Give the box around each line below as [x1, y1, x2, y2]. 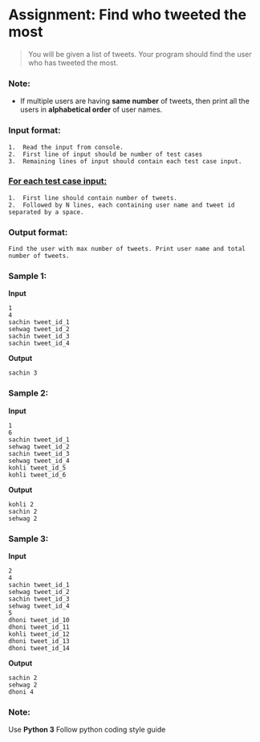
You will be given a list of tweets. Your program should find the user [27, 49, 253, 59]
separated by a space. [8, 207, 84, 216]
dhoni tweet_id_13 [8, 637, 70, 646]
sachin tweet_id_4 [8, 339, 70, 347]
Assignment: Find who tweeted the [8, 6, 247, 24]
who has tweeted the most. [27, 58, 119, 68]
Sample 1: [8, 271, 47, 282]
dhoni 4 [8, 688, 35, 696]
